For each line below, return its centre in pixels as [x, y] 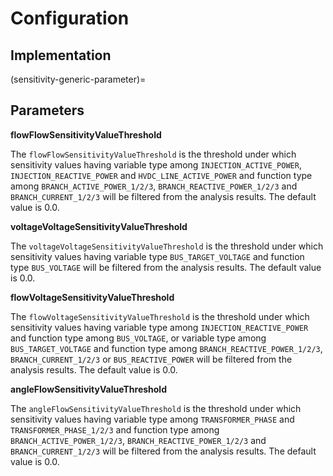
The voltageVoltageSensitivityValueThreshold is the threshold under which [167, 246]
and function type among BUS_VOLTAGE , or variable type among [138, 338]
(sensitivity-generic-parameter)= [78, 79]
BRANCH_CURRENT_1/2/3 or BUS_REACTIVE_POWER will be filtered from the [151, 359]
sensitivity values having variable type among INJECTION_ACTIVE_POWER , [156, 164]
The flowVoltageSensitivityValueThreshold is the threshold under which [160, 316]
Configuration [70, 18]
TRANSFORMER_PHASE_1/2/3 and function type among [115, 429]
